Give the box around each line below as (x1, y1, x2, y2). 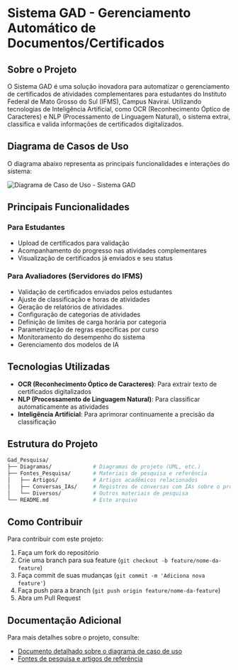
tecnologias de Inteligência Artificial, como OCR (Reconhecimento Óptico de (7, 105, 230, 113)
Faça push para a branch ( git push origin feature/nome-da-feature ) (17, 586, 221, 595)
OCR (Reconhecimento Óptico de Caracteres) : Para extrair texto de (17, 380, 217, 388)
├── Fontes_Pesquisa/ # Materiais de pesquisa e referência (7, 470, 208, 477)
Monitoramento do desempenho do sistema (17, 332, 145, 341)
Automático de (7, 20, 96, 36)
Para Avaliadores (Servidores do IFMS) (7, 271, 143, 281)
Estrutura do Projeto (7, 438, 98, 450)
